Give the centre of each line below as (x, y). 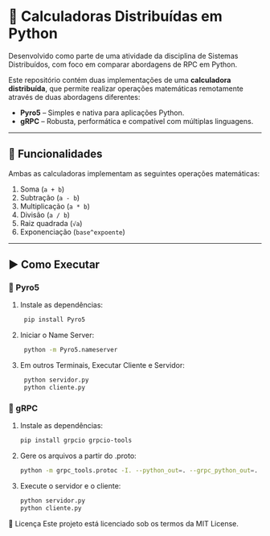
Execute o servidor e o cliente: (70, 485)
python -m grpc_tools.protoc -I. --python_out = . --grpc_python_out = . (139, 471)
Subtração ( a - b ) (50, 197)
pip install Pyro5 (55, 320)
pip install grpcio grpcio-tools (76, 441)
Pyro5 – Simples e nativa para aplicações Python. (102, 113)
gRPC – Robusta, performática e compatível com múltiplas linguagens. (137, 121)
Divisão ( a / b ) (45, 214)
